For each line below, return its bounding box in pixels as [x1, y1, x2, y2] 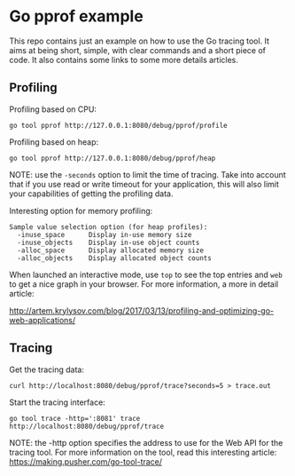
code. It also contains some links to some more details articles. [9, 54, 239, 65]
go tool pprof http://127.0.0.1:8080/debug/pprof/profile [9, 121, 228, 130]
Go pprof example [9, 6, 144, 27]
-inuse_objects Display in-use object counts [17, 238, 200, 247]
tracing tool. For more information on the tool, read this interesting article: [9, 447, 277, 457]
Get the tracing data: [9, 364, 84, 375]
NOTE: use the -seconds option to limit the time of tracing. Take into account [9, 169, 286, 179]
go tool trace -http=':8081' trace [9, 414, 141, 423]
